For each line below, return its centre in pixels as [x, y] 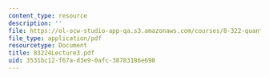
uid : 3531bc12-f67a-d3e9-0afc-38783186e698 [82, 61]
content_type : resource [48, 16]
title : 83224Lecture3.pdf [51, 53]
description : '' [35, 23]
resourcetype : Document [48, 46]
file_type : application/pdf [55, 38]
